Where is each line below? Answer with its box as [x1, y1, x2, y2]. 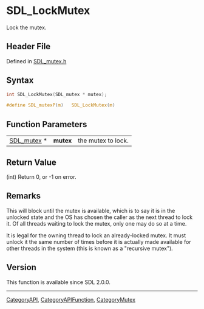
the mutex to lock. [78, 136, 129, 145]
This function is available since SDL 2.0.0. [6, 278, 111, 286]
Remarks [6, 191, 41, 201]
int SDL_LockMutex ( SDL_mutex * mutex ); [6, 91, 107, 97]
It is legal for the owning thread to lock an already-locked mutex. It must [6, 232, 186, 239]
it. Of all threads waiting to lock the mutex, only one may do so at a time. [6, 220, 187, 227]
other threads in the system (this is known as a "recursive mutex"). [6, 245, 173, 252]
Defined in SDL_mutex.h [6, 57, 67, 64]
